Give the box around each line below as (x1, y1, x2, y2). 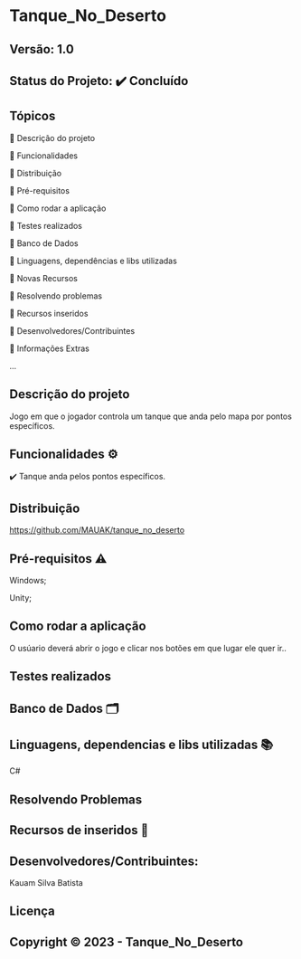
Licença (9, 904, 56, 919)
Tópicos (9, 109, 56, 124)
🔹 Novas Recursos (9, 272, 79, 283)
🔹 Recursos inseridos (9, 308, 89, 318)
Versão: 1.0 (9, 42, 74, 57)
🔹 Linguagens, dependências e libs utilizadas (9, 255, 178, 266)
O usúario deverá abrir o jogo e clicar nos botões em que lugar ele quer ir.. (9, 642, 287, 653)
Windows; (9, 575, 47, 586)
